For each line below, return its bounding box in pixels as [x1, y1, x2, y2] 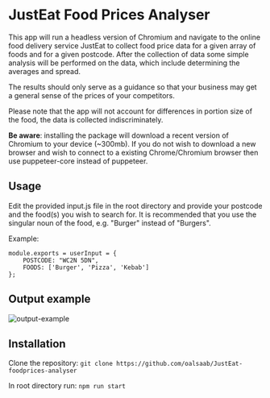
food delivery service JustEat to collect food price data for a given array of [8, 40, 256, 50]
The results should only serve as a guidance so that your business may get [8, 82, 257, 92]
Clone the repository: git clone [8, 359, 113, 368]
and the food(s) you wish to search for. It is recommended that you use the [8, 209, 257, 219]
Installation [8, 337, 66, 350]
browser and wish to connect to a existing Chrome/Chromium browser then [8, 147, 259, 157]
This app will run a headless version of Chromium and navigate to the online [8, 32, 260, 42]
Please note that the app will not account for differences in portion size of [8, 106, 252, 116]
